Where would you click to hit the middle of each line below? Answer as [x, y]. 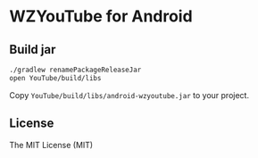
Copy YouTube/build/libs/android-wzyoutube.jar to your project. [129, 95]
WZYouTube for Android [101, 17]
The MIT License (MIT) [51, 145]
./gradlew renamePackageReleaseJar [75, 70]
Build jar [33, 50]
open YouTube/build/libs [55, 78]
